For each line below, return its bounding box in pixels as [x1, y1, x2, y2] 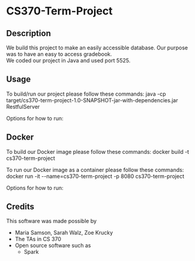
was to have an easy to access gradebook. [6, 51, 112, 58]
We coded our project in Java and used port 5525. [6, 57, 131, 64]
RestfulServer [6, 103, 40, 110]
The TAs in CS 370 [14, 236, 61, 243]
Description [6, 28, 51, 38]
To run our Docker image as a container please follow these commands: [6, 166, 184, 173]
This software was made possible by [6, 218, 97, 225]
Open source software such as [14, 242, 91, 249]
